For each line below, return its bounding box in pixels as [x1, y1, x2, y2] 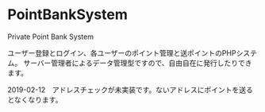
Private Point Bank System [7, 32, 94, 41]
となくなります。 [7, 95, 63, 104]
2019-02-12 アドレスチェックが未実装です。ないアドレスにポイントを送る [7, 85, 253, 95]
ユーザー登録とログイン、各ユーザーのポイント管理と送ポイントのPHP [7, 48, 236, 57]
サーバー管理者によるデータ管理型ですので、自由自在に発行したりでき [22, 58, 252, 68]
